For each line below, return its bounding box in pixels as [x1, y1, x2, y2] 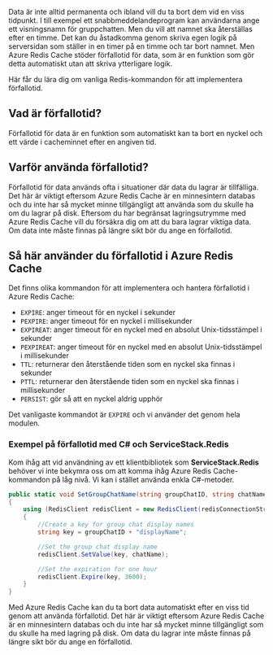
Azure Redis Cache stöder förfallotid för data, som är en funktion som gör [8, 50, 254, 59]
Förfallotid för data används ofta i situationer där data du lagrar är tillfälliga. [8, 182, 259, 192]
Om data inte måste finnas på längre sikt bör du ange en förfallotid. [8, 225, 233, 235]
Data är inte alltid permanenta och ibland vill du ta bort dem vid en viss [8, 7, 245, 16]
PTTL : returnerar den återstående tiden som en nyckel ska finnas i [19, 377, 239, 386]
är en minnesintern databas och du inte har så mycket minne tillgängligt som [8, 620, 264, 630]
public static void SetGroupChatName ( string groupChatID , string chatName [8, 490, 267, 499]
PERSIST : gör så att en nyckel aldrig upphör [19, 394, 163, 404]
